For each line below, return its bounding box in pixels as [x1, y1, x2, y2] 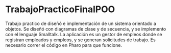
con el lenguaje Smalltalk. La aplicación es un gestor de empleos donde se [5, 31, 162, 37]
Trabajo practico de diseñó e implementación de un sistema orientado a [5, 20, 157, 26]
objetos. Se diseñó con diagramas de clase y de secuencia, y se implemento [5, 25, 166, 32]
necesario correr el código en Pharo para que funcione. [5, 42, 123, 48]
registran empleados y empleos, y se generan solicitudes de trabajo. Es [5, 37, 156, 43]
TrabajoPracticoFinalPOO [5, 4, 115, 15]
